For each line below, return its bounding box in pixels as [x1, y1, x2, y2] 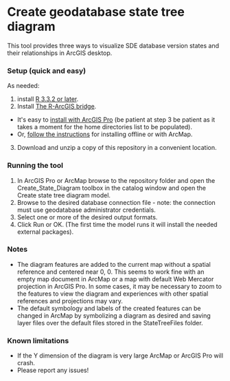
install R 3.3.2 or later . [16, 95, 79, 103]
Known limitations [7, 336, 69, 345]
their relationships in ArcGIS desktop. [7, 49, 113, 57]
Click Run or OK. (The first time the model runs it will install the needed [16, 220, 218, 228]
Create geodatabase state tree [7, 4, 185, 20]
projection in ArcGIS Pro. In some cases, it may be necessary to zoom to [16, 282, 222, 290]
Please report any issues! [16, 366, 89, 375]
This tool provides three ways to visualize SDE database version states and [7, 41, 220, 50]
